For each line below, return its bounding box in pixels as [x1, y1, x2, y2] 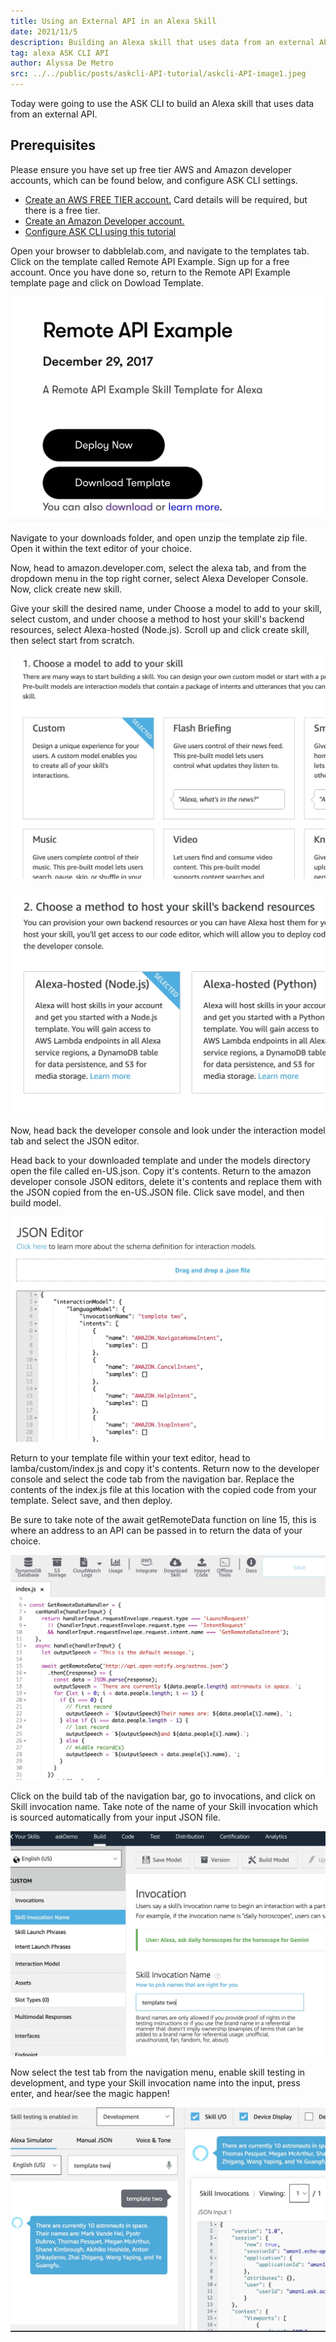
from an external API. [10, 108, 98, 120]
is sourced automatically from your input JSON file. [10, 1811, 221, 1823]
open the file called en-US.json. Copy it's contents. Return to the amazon [10, 1165, 312, 1177]
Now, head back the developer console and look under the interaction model [10, 1125, 326, 1137]
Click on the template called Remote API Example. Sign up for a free [10, 255, 290, 267]
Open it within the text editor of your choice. [10, 542, 192, 554]
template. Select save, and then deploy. [10, 1494, 173, 1506]
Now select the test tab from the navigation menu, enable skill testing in [10, 2066, 306, 2078]
